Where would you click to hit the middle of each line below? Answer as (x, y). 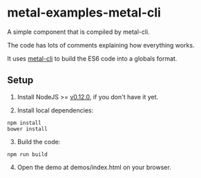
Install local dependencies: (55, 110)
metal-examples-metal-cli (84, 13)
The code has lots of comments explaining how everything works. (101, 45)
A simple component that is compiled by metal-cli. (78, 32)
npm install (24, 123)
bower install (28, 129)
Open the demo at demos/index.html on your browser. (94, 167)
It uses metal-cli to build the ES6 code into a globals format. (92, 58)
